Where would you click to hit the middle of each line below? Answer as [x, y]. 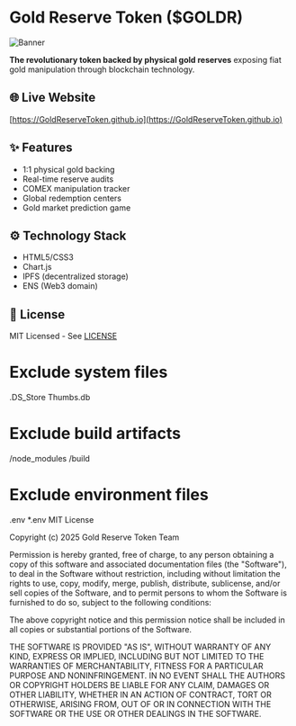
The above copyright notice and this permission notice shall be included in [147, 620]
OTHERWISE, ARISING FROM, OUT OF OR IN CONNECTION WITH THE [140, 704]
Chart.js [37, 267]
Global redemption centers [72, 198]
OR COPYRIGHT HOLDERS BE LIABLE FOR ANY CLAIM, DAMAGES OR [139, 685]
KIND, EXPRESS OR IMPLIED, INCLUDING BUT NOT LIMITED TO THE [137, 656]
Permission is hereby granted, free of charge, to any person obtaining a [142, 555]
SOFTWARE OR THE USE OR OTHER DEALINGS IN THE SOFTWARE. [135, 714]
